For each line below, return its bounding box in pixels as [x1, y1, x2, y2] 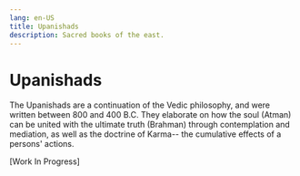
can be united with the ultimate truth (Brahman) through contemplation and [9, 119, 291, 130]
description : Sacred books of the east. [9, 30, 165, 39]
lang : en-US [9, 13, 55, 23]
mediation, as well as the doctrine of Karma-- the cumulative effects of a [9, 129, 282, 140]
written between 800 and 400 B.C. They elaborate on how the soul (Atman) [9, 109, 292, 120]
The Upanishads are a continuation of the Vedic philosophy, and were [9, 99, 271, 110]
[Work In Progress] [9, 156, 80, 167]
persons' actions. [9, 139, 75, 150]
